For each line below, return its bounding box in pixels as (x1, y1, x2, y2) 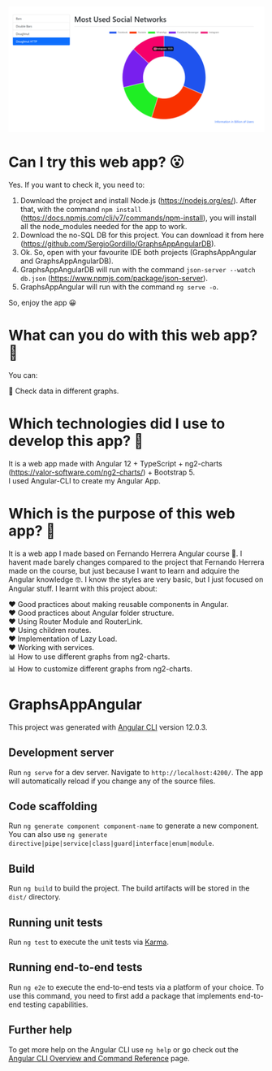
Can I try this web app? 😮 (8, 153, 185, 171)
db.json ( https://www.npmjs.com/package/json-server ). (19, 274, 209, 284)
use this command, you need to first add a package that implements (8, 991, 236, 1000)
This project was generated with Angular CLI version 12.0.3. (8, 722, 208, 732)
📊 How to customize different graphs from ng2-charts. (8, 664, 193, 674)
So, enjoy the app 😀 (8, 298, 77, 308)
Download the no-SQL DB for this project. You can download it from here (19, 230, 265, 241)
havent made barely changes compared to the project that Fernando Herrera (8, 557, 265, 566)
